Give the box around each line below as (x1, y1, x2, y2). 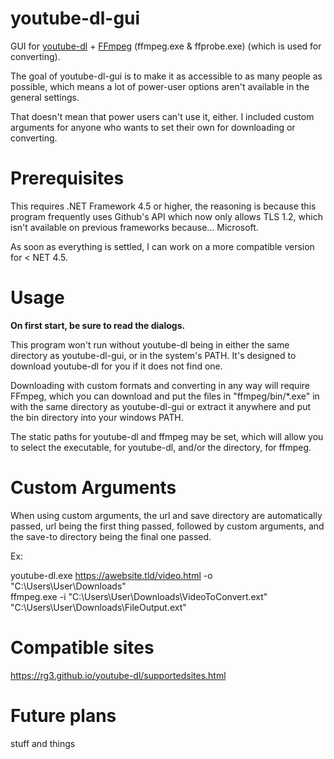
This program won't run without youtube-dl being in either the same (10, 338, 290, 351)
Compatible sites (10, 636, 155, 659)
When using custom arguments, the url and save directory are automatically (10, 509, 323, 521)
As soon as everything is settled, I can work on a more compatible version (10, 240, 315, 252)
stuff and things (10, 737, 76, 749)
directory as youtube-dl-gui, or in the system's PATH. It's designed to (10, 349, 297, 361)
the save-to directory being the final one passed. (10, 530, 212, 542)
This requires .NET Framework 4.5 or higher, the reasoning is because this (10, 200, 317, 212)
